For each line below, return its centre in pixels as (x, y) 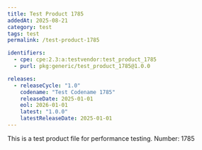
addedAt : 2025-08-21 (38, 21)
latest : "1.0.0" (44, 112)
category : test (30, 27)
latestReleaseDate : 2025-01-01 (66, 119)
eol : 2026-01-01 (44, 105)
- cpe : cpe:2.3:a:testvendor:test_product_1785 (85, 60)
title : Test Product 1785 (45, 14)
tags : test (23, 34)
